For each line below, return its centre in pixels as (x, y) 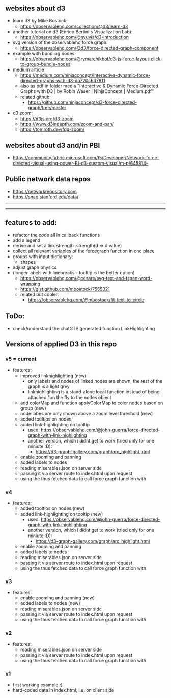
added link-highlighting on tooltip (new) (62, 514)
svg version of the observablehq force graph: (60, 42)
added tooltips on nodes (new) (52, 508)
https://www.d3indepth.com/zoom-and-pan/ (67, 124)
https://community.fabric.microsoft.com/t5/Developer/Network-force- (86, 157)
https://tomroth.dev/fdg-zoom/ (52, 129)
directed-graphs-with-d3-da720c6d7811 (63, 80)
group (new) (33, 408)
